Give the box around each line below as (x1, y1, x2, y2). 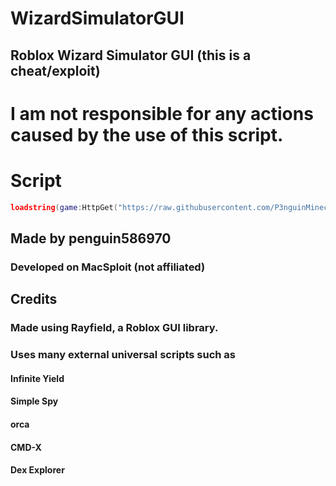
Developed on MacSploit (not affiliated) (10, 260, 206, 274)
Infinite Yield (10, 372, 65, 384)
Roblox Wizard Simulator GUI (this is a (10, 47, 252, 64)
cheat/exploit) (10, 62, 101, 79)
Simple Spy (10, 395, 59, 407)
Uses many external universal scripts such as (10, 348, 237, 362)
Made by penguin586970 (10, 230, 172, 247)
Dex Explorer (10, 464, 65, 476)
